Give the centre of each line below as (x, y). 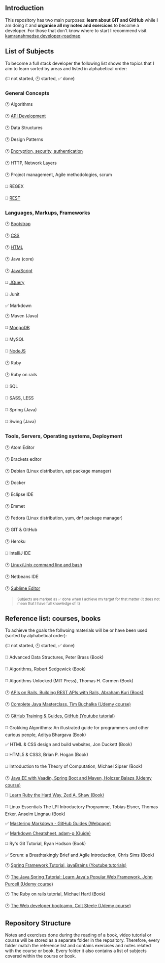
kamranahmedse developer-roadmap (43, 36)
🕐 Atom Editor (20, 447)
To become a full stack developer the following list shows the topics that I (80, 63)
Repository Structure (38, 923)
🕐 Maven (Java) (22, 316)
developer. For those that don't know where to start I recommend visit (76, 30)
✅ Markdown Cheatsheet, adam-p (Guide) (48, 833)
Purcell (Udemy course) (29, 884)
